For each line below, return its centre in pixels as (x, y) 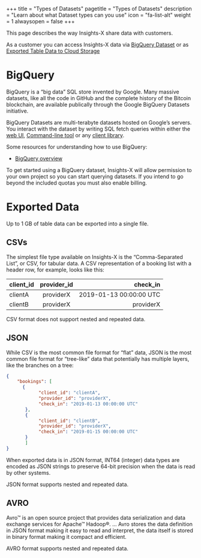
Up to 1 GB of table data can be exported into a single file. (77, 224)
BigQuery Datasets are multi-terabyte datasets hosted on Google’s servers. (99, 122)
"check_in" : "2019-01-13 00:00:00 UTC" (88, 404)
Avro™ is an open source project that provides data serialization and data (96, 517)
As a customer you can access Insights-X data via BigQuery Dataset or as (97, 45)
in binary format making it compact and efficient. (67, 536)
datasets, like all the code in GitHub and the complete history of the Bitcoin (98, 98)
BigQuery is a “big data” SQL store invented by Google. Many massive (93, 92)
